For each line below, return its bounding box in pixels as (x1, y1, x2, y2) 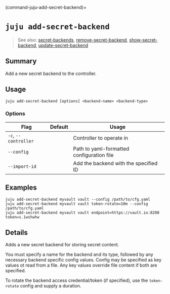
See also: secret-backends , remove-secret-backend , (17, 36, 129, 43)
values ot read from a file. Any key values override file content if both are (5, 262, 157, 268)
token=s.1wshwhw (5, 214, 39, 219)
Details (5, 228, 28, 237)
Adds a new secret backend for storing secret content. (5, 242, 119, 248)
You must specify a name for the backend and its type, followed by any (5, 251, 153, 258)
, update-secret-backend (35, 42, 89, 48)
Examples (5, 183, 37, 192)
